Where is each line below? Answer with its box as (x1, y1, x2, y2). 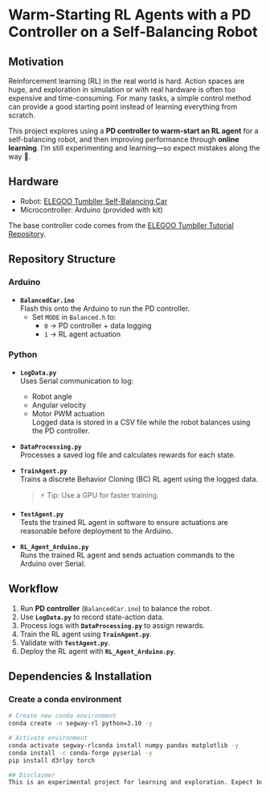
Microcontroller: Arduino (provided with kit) (19, 205, 163, 214)
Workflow (8, 582, 59, 596)
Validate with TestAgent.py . (19, 638, 110, 647)
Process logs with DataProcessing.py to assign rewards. (19, 620, 205, 630)
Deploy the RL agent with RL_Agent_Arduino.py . (19, 646, 176, 655)
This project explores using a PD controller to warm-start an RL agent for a (8, 126, 259, 135)
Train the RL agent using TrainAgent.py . (19, 629, 152, 639)
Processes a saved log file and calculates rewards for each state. (19, 449, 236, 460)
